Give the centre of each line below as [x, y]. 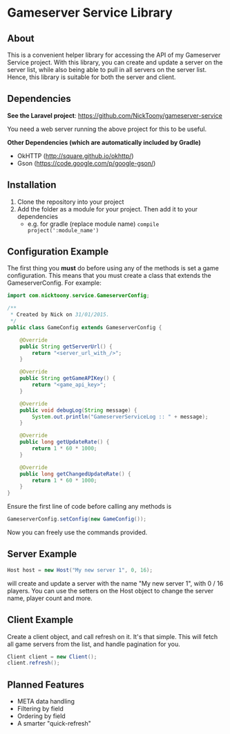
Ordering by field [41, 716]
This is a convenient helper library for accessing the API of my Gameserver [114, 55]
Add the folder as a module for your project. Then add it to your [107, 209]
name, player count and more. [50, 598]
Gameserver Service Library [90, 13]
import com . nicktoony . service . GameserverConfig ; [78, 296]
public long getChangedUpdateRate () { [75, 474]
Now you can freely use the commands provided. [77, 532]
